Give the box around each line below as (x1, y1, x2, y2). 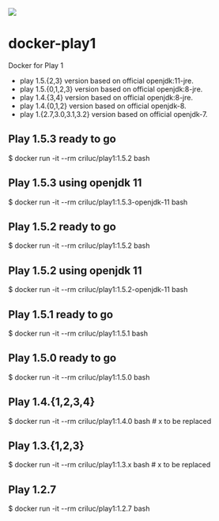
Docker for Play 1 (8, 60, 64, 70)
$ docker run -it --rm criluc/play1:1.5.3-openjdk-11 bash (8, 197, 188, 207)
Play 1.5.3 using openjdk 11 (8, 176, 142, 189)
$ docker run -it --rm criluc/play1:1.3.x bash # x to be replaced (8, 460, 211, 470)
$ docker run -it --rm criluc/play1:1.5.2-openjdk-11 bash (8, 285, 188, 294)
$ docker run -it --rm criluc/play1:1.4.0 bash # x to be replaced (8, 416, 212, 425)
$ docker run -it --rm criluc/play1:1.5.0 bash (8, 372, 150, 382)
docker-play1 (8, 35, 96, 53)
